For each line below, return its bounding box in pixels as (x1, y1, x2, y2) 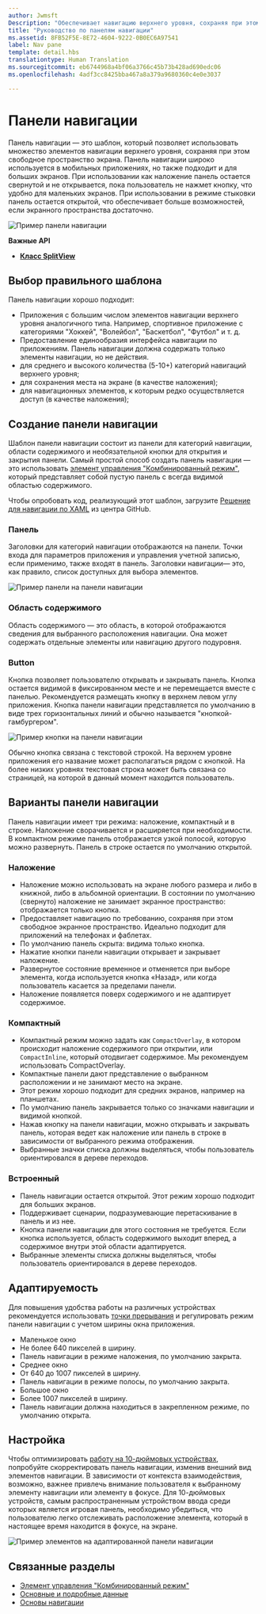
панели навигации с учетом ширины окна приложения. (8, 1319, 196, 1329)
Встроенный (8, 1173, 59, 1184)
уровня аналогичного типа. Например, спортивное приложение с (19, 318, 244, 329)
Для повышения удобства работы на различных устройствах (8, 1302, 216, 1311)
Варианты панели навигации (8, 796, 159, 809)
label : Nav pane (8, 41, 62, 49)
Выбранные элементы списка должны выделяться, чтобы (19, 1250, 217, 1259)
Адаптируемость (8, 1281, 99, 1295)
